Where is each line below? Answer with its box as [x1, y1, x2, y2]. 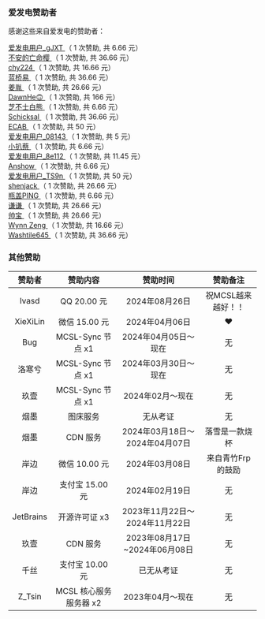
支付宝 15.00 [58, 479, 109, 490]
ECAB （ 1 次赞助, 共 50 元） [8, 122, 100, 132]
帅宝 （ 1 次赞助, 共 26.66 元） [8, 211, 106, 220]
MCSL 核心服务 [55, 585, 112, 596]
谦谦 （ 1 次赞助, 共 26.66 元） [8, 201, 106, 211]
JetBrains [12, 511, 47, 522]
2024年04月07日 [125, 438, 192, 449]
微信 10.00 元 [58, 458, 110, 469]
